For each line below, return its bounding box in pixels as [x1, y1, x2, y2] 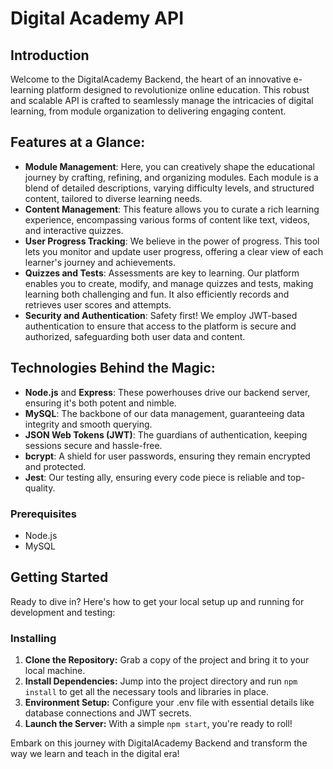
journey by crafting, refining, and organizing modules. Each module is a [24, 171, 319, 183]
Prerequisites [10, 507, 77, 521]
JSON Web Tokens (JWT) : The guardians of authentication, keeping [24, 428, 308, 441]
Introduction [10, 47, 90, 64]
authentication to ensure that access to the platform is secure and [24, 320, 297, 332]
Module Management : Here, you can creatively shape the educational [24, 160, 315, 172]
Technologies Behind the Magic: [10, 360, 216, 377]
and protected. [24, 460, 87, 472]
